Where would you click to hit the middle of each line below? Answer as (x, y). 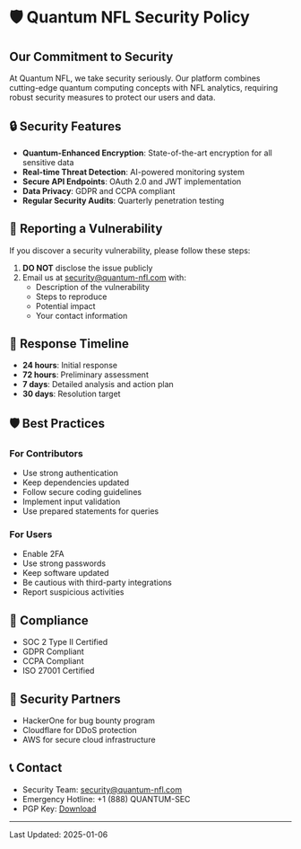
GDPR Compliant (53, 651)
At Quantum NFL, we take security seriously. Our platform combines (135, 78)
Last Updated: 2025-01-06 (59, 834)
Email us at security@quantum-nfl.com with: (104, 277)
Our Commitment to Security (91, 56)
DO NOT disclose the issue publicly (87, 268)
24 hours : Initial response (70, 366)
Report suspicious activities (73, 592)
